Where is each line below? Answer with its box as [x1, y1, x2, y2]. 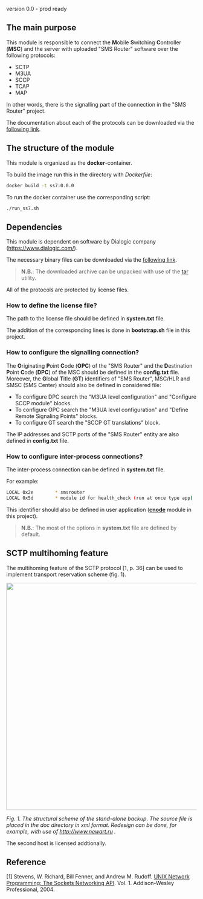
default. [21, 530, 40, 538]
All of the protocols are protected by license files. [6, 286, 129, 293]
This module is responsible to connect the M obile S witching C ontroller [6, 39, 181, 46]
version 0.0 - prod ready [6, 5, 67, 12]
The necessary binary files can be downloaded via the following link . [6, 256, 177, 264]
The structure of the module [6, 143, 115, 153]
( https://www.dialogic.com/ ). [6, 245, 78, 252]
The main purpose [6, 22, 77, 33]
